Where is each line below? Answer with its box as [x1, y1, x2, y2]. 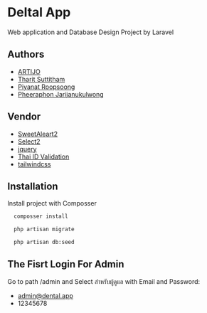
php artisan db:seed [14, 239, 75, 246]
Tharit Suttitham [17, 75, 65, 83]
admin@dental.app [17, 291, 73, 299]
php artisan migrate [14, 226, 75, 233]
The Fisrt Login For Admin [7, 258, 124, 270]
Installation [7, 180, 58, 192]
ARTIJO [17, 67, 41, 75]
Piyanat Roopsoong [17, 83, 75, 91]
